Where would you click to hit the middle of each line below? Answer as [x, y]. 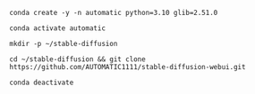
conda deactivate [42, 82]
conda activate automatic [57, 28]
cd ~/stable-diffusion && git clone [77, 59]
